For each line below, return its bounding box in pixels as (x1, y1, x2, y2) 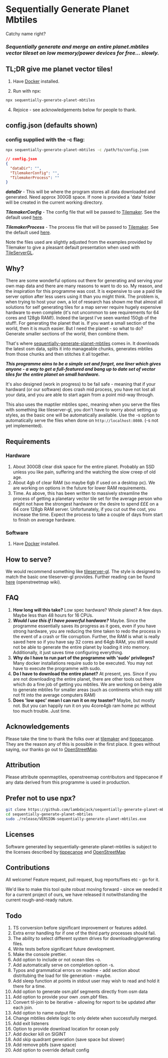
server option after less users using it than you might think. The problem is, (5, 294, 160, 300)
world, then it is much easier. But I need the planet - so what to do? (5, 325, 144, 331)
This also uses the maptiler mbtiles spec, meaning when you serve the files (5, 401, 160, 407)
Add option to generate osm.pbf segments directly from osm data (12, 988, 148, 994)
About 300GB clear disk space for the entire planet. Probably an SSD (12, 463, 155, 469)
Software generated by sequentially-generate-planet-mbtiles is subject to (5, 843, 157, 849)
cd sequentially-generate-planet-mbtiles (5, 812, 93, 817)
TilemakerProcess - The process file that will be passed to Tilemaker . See (5, 224, 159, 230)
